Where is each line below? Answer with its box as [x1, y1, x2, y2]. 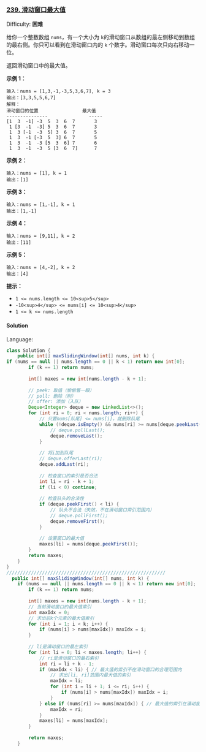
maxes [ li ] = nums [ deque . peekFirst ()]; [39, 541, 139, 547]
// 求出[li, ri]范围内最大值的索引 [50, 672, 131, 678]
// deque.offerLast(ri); [39, 455, 103, 462]
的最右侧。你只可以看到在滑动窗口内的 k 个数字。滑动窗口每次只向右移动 [6, 41, 190, 48]
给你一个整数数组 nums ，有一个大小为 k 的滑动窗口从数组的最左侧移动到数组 [6, 34, 195, 41]
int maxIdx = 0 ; [28, 609, 70, 615]
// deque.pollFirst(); [50, 512, 109, 518]
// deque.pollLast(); [50, 427, 105, 433]
